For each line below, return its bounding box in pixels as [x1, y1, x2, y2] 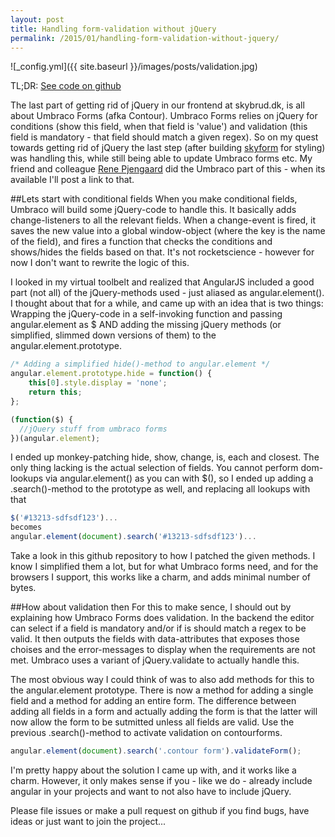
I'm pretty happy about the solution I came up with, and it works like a [10, 764, 297, 776]
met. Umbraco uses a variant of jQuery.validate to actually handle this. [10, 654, 300, 666]
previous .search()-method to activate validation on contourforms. [10, 727, 283, 738]
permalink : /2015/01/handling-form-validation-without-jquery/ [10, 33, 280, 43]
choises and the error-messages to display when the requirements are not [10, 644, 316, 655]
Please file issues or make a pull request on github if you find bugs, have [10, 804, 310, 816]
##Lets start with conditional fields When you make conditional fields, [10, 193, 298, 205]
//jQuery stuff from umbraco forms [19, 424, 168, 434]
